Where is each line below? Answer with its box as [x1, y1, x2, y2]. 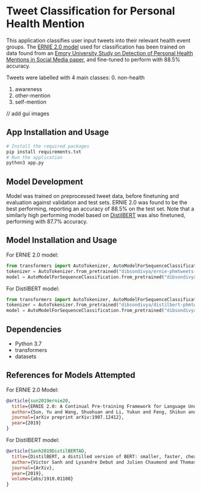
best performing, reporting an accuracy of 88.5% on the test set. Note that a [6, 205, 194, 212]
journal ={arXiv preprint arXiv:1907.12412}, [11, 414, 124, 420]
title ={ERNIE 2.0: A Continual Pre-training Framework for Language [11, 403, 186, 409]
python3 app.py [6, 160, 44, 166]
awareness [14, 85, 42, 92]
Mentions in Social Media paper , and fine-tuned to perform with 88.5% [6, 56, 181, 63]
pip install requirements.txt [6, 149, 82, 155]
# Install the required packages [6, 143, 90, 149]
